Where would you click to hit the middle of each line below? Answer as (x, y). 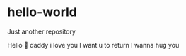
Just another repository (42, 31)
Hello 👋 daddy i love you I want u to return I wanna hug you (93, 45)
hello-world (42, 12)
